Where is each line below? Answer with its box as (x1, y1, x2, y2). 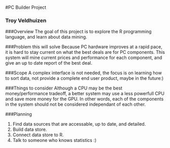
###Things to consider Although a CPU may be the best (5, 85, 123, 91)
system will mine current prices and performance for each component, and (5, 54, 162, 61)
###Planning (5, 111, 32, 117)
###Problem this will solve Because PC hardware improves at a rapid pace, (5, 44, 162, 50)
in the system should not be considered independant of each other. (5, 101, 146, 107)
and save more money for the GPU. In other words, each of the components (5, 96, 164, 102)
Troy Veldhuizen (5, 17, 47, 24)
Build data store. (12, 127, 47, 133)
